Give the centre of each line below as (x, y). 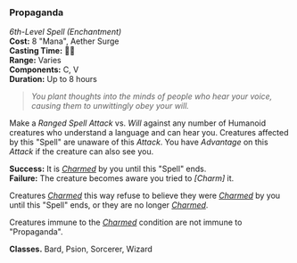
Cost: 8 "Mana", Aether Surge (64, 41)
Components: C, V (44, 70)
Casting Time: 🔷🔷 (42, 51)
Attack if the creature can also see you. (82, 152)
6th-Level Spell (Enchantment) (66, 32)
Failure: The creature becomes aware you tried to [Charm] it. (122, 178)
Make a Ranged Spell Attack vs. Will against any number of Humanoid (138, 123)
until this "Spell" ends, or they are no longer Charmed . (109, 205)
